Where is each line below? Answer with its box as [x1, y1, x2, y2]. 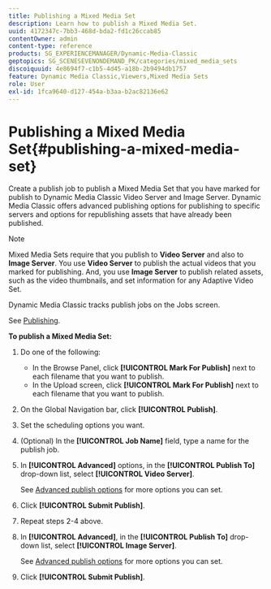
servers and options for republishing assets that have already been [8, 210, 233, 219]
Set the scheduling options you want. [19, 420, 145, 431]
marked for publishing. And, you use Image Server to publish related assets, [8, 267, 264, 277]
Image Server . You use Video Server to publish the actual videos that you [8, 258, 256, 268]
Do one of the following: [19, 347, 101, 357]
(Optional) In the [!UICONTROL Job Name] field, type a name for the [19, 436, 250, 446]
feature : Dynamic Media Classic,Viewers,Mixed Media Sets [8, 72, 209, 80]
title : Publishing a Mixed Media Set [8, 11, 136, 20]
